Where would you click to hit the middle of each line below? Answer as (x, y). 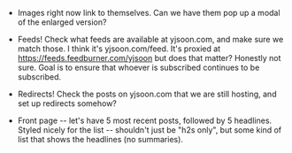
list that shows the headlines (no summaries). (100, 139)
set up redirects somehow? (67, 103)
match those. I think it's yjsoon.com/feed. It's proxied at (119, 49)
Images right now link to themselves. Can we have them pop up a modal (149, 13)
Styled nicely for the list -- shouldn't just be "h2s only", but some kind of (150, 130)
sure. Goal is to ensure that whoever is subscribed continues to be (138, 67)
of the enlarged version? (62, 22)
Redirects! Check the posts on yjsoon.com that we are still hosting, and (147, 94)
